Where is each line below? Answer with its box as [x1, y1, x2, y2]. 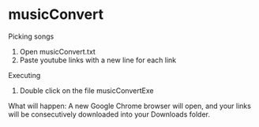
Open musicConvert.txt [19, 47, 96, 56]
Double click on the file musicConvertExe [19, 85, 154, 95]
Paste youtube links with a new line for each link [19, 55, 177, 65]
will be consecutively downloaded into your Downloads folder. [8, 109, 211, 119]
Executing [8, 70, 41, 80]
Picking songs [8, 32, 54, 41]
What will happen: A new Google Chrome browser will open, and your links [8, 101, 251, 110]
